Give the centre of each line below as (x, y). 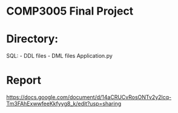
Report (24, 80)
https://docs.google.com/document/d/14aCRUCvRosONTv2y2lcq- (89, 97)
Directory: (32, 39)
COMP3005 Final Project (70, 11)
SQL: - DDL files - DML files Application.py (60, 56)
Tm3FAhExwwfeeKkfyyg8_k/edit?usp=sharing (64, 104)
